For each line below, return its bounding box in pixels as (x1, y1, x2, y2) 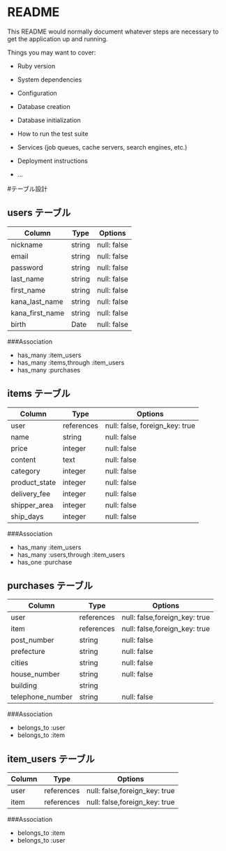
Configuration (17, 89, 57, 97)
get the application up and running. (7, 34, 108, 43)
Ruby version (17, 61, 56, 70)
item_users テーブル (7, 752, 96, 765)
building (10, 681, 37, 690)
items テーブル (7, 388, 71, 400)
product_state (10, 477, 56, 487)
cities (10, 658, 29, 668)
